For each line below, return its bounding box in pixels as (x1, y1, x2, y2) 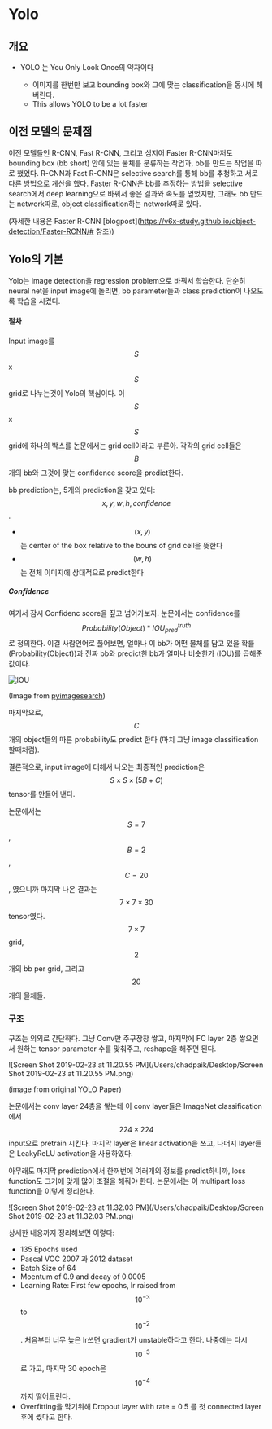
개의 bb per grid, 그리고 (8, 964, 85, 974)
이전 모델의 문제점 (8, 125, 93, 139)
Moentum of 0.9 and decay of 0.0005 (19, 1272, 146, 1282)
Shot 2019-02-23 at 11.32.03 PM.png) (8, 1211, 134, 1220)
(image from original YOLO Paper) (8, 1084, 122, 1094)
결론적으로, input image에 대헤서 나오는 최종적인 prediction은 (8, 763, 205, 772)
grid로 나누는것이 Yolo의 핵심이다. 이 (8, 388, 125, 398)
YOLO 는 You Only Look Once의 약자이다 (19, 63, 154, 72)
